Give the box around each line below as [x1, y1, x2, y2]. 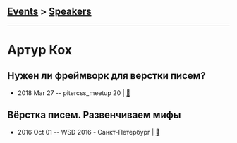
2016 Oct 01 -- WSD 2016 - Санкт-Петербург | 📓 [17, 128, 160, 136]
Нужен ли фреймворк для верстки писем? [7, 70, 206, 82]
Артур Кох [7, 42, 73, 58]
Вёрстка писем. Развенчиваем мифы [7, 109, 181, 121]
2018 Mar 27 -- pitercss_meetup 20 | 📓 [17, 88, 130, 97]
